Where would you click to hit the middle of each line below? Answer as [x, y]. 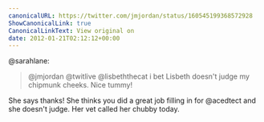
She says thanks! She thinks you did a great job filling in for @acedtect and [132, 100]
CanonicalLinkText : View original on [71, 31]
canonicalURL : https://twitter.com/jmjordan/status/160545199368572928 [130, 16]
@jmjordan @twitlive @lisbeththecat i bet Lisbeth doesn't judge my [139, 76]
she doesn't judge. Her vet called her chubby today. [94, 109]
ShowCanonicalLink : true [50, 23]
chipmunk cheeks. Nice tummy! [80, 85]
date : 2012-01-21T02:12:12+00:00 [64, 38]
